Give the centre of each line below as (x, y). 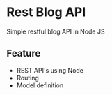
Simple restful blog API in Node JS (56, 31)
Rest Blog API (46, 12)
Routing (28, 78)
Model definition (40, 85)
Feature (24, 53)
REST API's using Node (50, 70)
